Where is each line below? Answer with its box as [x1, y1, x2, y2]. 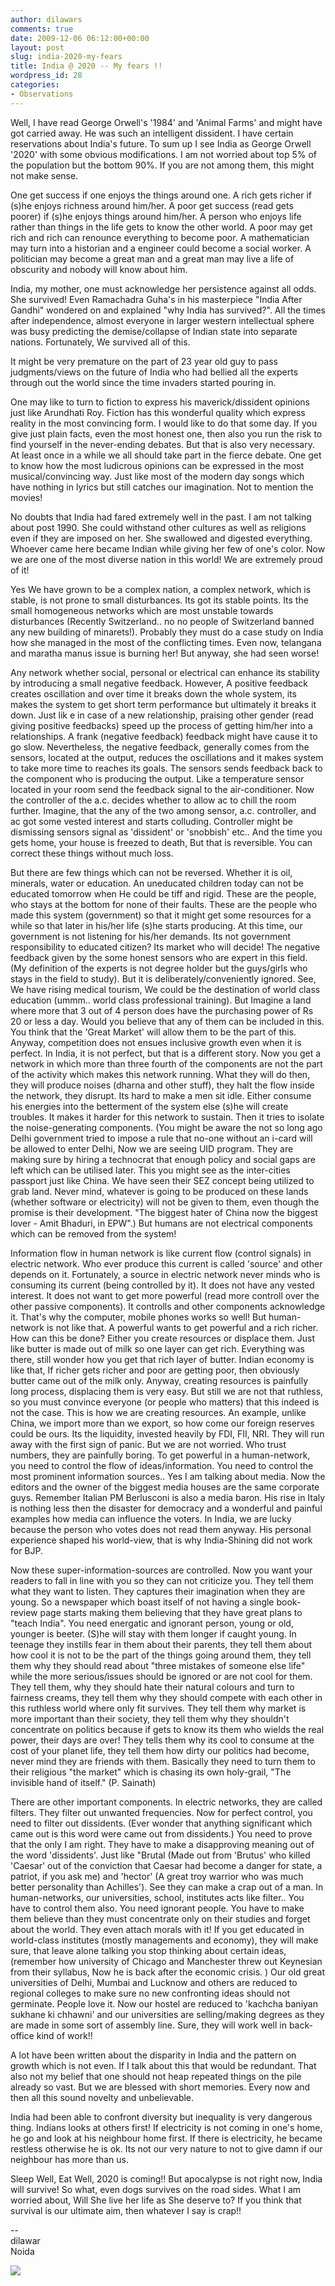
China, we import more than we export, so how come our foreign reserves [10, 1417, 315, 1429]
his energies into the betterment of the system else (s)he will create [10, 1100, 289, 1112]
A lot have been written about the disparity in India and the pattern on [10, 2049, 297, 2061]
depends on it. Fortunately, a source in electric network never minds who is [10, 1268, 321, 1280]
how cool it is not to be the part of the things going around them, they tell [10, 1649, 312, 1661]
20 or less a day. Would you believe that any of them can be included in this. [10, 1015, 325, 1027]
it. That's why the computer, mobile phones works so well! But [10, 1311, 267, 1323]
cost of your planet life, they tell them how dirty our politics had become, [10, 1744, 310, 1756]
